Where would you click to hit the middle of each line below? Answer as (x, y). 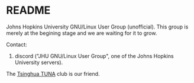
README (28, 10)
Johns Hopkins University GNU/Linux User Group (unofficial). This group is (97, 27)
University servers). (39, 62)
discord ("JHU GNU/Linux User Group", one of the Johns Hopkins (94, 56)
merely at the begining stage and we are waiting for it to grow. (82, 33)
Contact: (17, 44)
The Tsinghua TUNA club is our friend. (53, 74)
